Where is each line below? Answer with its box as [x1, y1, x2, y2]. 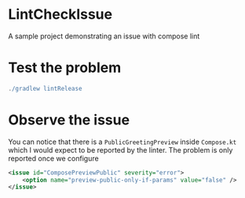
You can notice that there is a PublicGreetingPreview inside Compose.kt [8, 137, 237, 146]
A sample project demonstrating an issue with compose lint [8, 31, 200, 41]
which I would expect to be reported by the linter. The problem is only [8, 145, 233, 154]
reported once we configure [8, 153, 100, 163]
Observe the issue [8, 111, 130, 128]
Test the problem [8, 59, 122, 77]
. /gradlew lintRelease [8, 85, 82, 92]
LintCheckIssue [8, 5, 112, 23]
